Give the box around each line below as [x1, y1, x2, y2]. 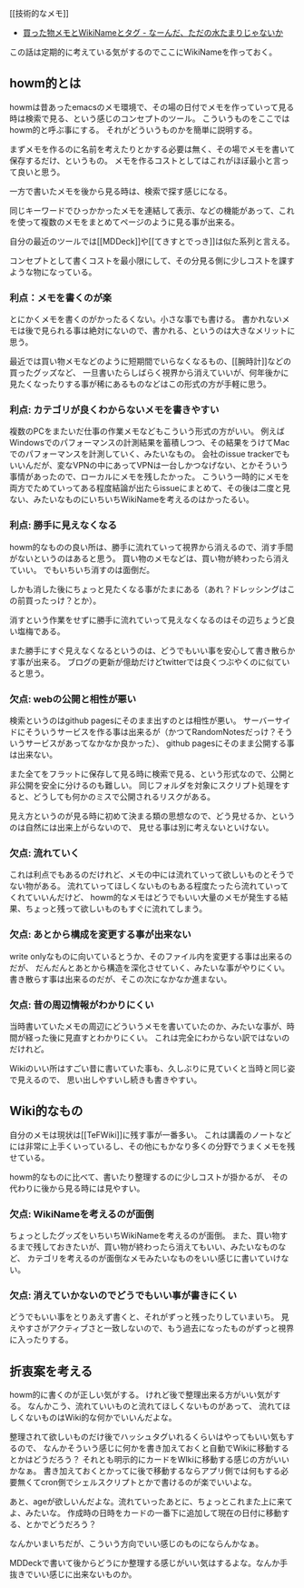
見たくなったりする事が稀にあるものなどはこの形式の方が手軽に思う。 [9, 378, 272, 389]
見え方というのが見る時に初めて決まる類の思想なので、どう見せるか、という [9, 810, 296, 821]
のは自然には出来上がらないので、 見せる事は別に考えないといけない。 [9, 822, 274, 832]
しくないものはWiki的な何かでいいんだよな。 [9, 1412, 177, 1423]
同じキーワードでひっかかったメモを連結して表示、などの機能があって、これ [9, 205, 295, 216]
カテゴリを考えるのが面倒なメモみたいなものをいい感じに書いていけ [26, 1253, 281, 1263]
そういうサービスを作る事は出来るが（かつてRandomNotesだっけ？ [25, 727, 277, 737]
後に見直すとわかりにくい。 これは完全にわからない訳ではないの [48, 1031, 290, 1043]
